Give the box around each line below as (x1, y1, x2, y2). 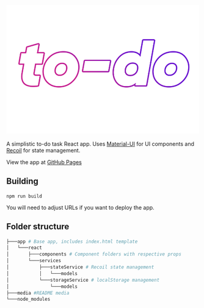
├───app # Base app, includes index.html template (6, 238, 138, 245)
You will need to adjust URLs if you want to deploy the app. (6, 204, 155, 211)
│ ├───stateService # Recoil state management (6, 264, 155, 270)
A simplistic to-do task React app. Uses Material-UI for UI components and (6, 140, 194, 148)
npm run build (6, 193, 43, 199)
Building (6, 176, 38, 187)
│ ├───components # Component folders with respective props (6, 251, 182, 257)
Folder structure (6, 221, 70, 232)
